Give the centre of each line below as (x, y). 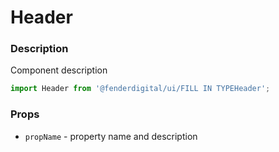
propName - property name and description (111, 136)
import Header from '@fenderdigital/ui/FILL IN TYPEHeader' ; (140, 89)
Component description (59, 70)
